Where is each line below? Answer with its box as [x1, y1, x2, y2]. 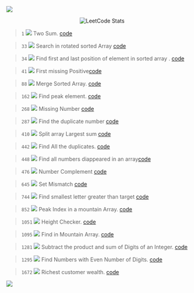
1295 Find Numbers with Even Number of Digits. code [21, 256, 163, 263]
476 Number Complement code [21, 168, 107, 175]
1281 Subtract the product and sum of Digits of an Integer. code [21, 244, 188, 250]
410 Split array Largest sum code [21, 130, 111, 137]
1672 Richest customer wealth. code [21, 269, 120, 275]
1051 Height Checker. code [21, 218, 96, 225]
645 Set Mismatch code [21, 180, 88, 188]
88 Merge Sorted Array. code [21, 80, 102, 87]
